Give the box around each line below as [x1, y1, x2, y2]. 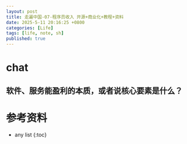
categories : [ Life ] [6, 25, 54, 31]
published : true [6, 36, 46, 42]
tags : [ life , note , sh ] [6, 30, 64, 36]
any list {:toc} [14, 131, 47, 138]
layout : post [6, 8, 38, 15]
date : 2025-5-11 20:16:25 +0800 [6, 19, 85, 25]
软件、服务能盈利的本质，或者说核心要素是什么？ [6, 85, 183, 95]
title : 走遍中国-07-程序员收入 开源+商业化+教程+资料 [6, 14, 124, 20]
